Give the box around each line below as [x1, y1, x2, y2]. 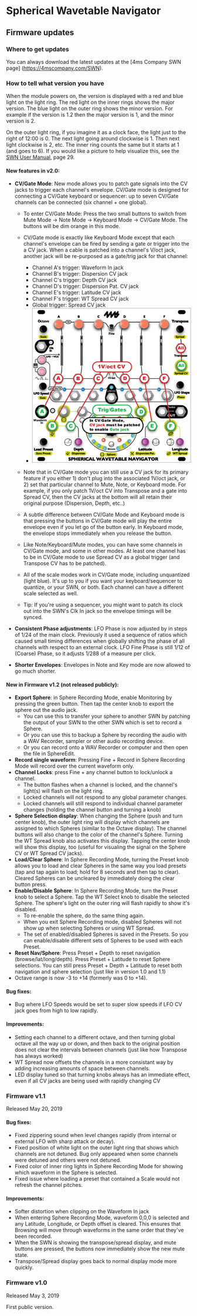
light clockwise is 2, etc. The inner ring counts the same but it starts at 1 [6, 141, 179, 148]
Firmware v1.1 [6, 1092, 46, 1100]
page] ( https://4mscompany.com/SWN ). [6, 65, 104, 72]
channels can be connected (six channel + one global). [14, 199, 148, 206]
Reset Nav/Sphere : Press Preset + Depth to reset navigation [14, 949, 161, 957]
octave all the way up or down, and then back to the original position [14, 1040, 181, 1047]
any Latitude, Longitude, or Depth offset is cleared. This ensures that [14, 1220, 181, 1227]
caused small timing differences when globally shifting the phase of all [14, 637, 185, 645]
